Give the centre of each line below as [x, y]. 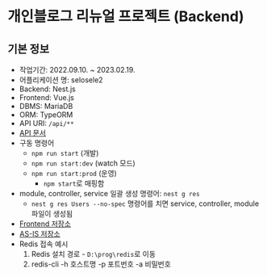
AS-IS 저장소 [40, 234]
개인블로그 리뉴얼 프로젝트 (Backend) [126, 17]
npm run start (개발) [65, 153]
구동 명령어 [37, 143]
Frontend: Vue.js [46, 97]
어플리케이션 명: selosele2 [61, 80]
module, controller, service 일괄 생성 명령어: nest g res [109, 193]
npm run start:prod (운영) [74, 173]
